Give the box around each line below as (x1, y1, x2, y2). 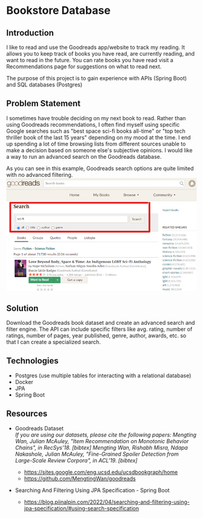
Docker (14, 378, 34, 385)
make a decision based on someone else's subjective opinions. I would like (6, 146, 193, 154)
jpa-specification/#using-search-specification (24, 505, 139, 512)
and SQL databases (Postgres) (6, 81, 83, 88)
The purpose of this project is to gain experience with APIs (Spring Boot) (6, 75, 187, 82)
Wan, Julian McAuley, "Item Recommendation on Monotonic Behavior (14, 437, 189, 444)
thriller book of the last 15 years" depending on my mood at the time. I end (6, 133, 192, 141)
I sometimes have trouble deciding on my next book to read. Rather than (6, 114, 186, 121)
